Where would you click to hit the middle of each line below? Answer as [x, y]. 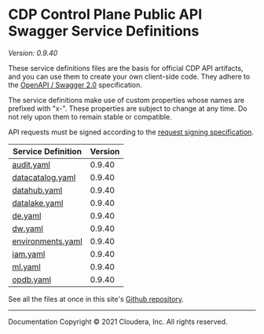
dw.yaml [27, 228]
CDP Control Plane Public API [105, 15]
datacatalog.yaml [44, 177]
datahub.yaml [37, 190]
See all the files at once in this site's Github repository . [96, 299]
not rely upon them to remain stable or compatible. [90, 116]
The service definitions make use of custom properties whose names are [126, 100]
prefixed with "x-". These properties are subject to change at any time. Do [128, 108]
